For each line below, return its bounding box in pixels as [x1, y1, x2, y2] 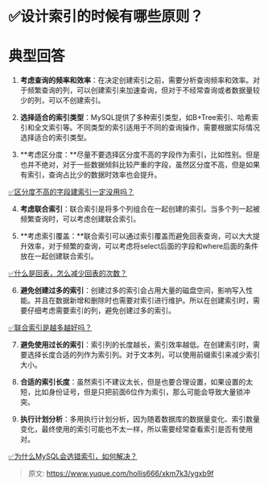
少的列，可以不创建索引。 [19, 96, 105, 105]
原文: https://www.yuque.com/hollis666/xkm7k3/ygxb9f [27, 468, 215, 479]
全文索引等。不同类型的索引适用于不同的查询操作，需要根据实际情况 [34, 122, 260, 133]
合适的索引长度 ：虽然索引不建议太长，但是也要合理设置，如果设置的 [19, 377, 246, 387]
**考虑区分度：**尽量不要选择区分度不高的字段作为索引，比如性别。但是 [19, 150, 260, 159]
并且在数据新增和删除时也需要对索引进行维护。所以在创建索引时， [34, 295, 254, 306]
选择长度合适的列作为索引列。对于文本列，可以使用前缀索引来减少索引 [27, 350, 260, 360]
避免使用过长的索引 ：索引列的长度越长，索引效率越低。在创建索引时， [19, 340, 254, 350]
